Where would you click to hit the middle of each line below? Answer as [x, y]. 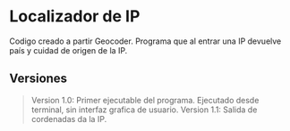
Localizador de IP [75, 16]
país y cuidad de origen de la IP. [68, 50]
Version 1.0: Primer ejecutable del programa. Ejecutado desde [145, 100]
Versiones [38, 79]
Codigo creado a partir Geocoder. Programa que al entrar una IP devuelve [145, 41]
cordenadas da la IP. [69, 119]
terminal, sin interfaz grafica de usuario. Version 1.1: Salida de [144, 110]
